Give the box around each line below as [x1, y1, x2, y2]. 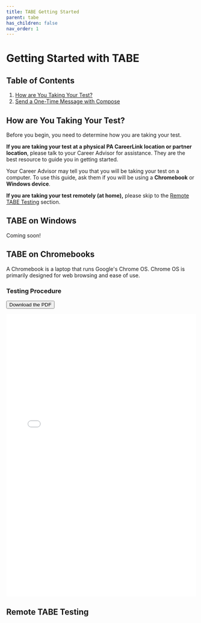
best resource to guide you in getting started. [6, 156, 119, 163]
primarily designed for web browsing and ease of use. [6, 272, 140, 279]
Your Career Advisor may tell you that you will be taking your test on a [6, 167, 179, 175]
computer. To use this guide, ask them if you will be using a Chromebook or [6, 174, 194, 181]
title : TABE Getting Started [6, 8, 79, 15]
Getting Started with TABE [6, 52, 140, 65]
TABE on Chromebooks [6, 249, 95, 260]
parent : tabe [6, 14, 39, 20]
